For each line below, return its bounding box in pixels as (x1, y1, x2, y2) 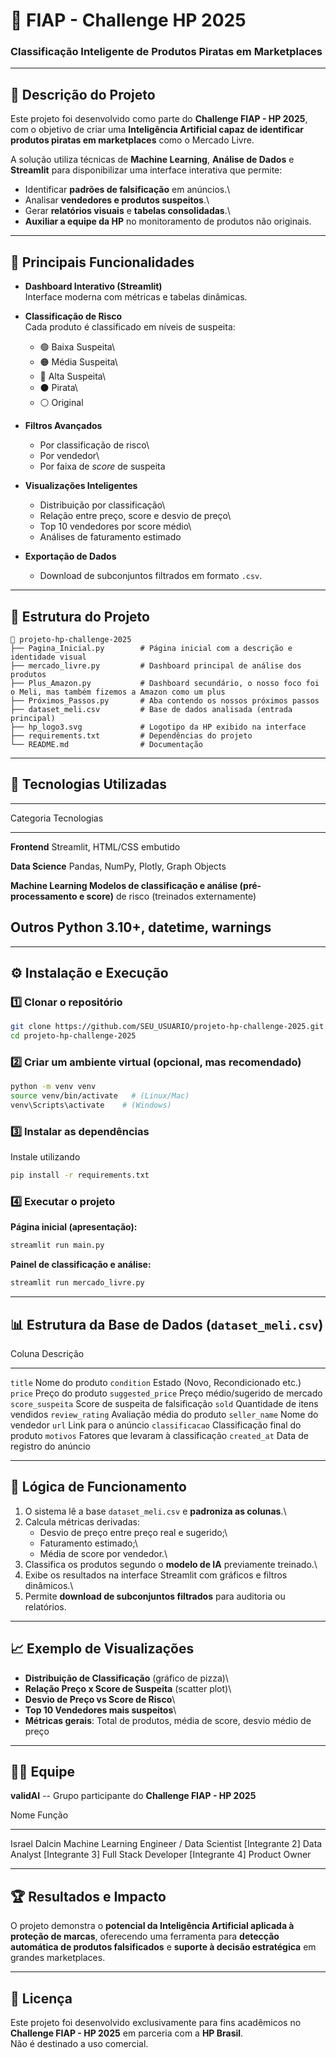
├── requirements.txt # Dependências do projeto (10, 730, 253, 741)
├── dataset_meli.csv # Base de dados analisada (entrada (10, 704, 293, 714)
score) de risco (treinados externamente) (86, 890, 257, 902)
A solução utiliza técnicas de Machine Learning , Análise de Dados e (10, 154, 295, 166)
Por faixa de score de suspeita (39, 460, 166, 473)
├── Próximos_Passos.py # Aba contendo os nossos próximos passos (10, 695, 320, 706)
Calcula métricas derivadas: (24, 1515, 140, 1528)
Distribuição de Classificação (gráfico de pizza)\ (24, 1672, 229, 1684)
